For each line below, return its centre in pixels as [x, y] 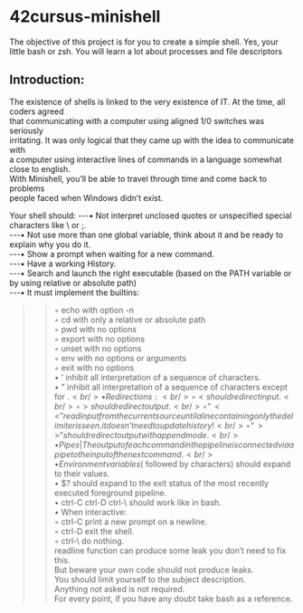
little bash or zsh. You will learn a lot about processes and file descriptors [146, 51]
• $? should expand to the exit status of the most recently [161, 483]
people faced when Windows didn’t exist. [86, 197]
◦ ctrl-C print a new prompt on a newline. [131, 522]
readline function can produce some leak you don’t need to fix [170, 551]
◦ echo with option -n [94, 310]
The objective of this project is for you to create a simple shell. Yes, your [144, 42]
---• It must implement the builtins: [75, 292]
